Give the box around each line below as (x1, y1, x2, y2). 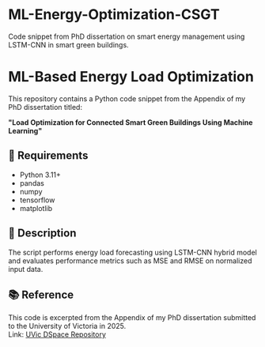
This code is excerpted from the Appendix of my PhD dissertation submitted (8, 313, 256, 322)
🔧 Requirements (8, 149, 89, 163)
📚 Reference (8, 288, 74, 301)
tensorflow (19, 195, 55, 205)
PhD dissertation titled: (8, 102, 83, 111)
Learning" (8, 126, 43, 135)
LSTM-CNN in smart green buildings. (8, 40, 129, 49)
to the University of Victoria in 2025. (8, 322, 127, 331)
